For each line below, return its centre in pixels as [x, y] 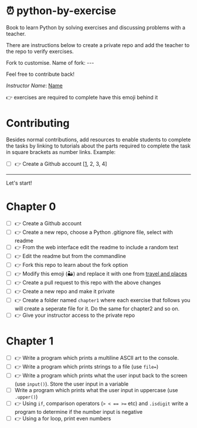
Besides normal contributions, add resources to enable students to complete [98, 139]
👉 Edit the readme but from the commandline [70, 256]
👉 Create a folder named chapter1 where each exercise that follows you [102, 300]
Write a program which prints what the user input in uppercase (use [96, 390]
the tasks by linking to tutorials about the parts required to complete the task [98, 146]
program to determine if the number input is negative [78, 412]
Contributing [38, 123]
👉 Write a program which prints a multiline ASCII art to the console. [96, 357]
